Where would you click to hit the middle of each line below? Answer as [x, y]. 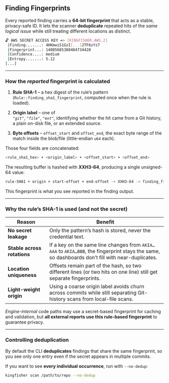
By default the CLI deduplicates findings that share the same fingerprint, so [84, 351]
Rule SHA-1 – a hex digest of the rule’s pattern [60, 92]
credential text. [67, 237]
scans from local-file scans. [100, 299]
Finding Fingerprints [38, 8]
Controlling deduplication [37, 340]
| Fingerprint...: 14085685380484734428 [49, 50]
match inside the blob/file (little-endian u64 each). [64, 138]
